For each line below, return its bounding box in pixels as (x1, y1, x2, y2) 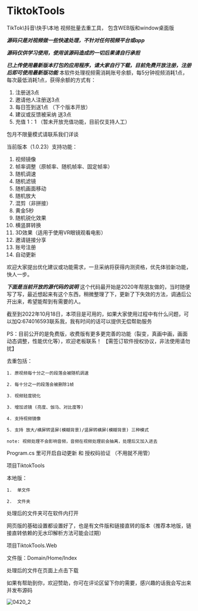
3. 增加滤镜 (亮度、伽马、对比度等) (6, 404, 84, 410)
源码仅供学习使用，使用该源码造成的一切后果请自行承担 (6, 49, 140, 56)
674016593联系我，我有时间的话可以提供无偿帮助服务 (22, 318, 152, 325)
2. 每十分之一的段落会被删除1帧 (6, 382, 74, 387)
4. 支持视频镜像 (6, 416, 41, 421)
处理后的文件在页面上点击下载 (6, 566, 78, 573)
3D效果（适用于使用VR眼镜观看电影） (15, 229, 107, 236)
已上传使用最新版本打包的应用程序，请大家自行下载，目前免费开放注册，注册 (6, 62, 192, 69)
